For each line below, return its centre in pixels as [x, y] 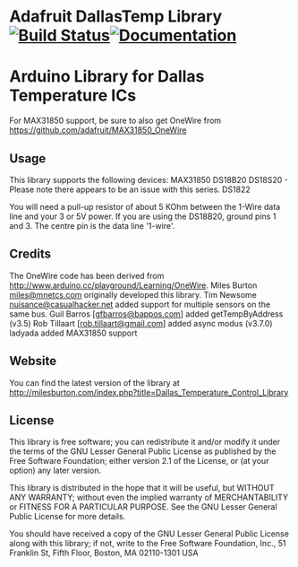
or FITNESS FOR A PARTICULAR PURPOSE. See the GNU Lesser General [143, 507]
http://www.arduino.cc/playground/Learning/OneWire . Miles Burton [133, 285]
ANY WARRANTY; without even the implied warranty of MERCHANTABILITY [149, 497]
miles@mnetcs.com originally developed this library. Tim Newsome [133, 294]
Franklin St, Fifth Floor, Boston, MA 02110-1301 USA [104, 553]
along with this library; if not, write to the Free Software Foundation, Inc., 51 [148, 544]
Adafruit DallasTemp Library [116, 17]
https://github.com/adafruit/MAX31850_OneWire [98, 130]
